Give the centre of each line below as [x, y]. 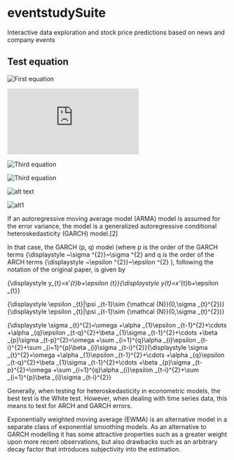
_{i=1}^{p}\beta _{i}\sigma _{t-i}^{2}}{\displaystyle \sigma [125, 347]
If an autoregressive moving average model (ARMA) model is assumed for [114, 218]
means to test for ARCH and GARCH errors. [70, 405]
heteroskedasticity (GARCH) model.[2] [63, 234]
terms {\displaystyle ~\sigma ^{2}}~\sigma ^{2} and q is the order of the [111, 255]
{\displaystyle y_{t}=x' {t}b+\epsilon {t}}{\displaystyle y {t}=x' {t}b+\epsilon [113, 283]
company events [31, 39]
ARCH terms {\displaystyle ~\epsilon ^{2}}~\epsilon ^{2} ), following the [110, 262]
